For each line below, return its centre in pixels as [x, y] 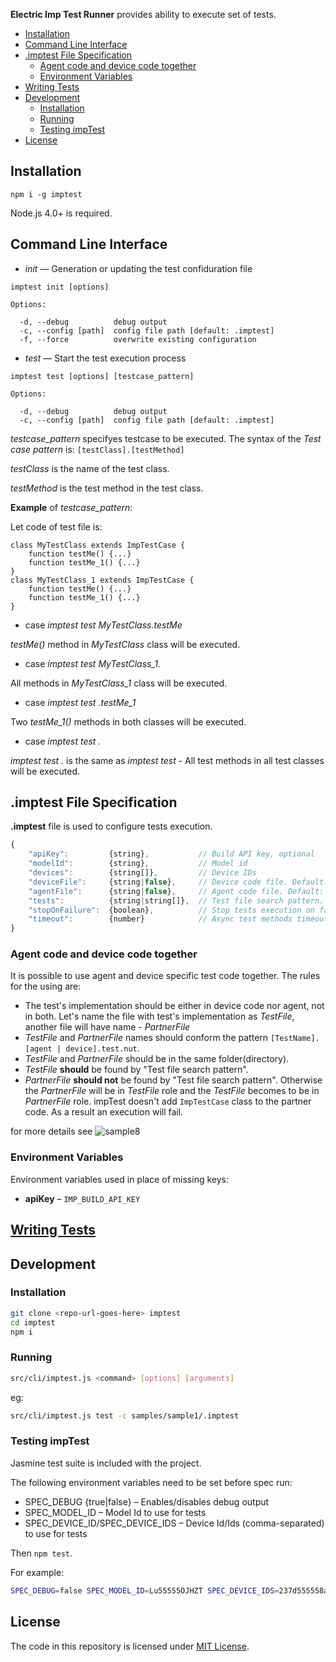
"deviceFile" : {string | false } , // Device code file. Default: [178, 882]
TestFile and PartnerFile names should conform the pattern [146, 1038]
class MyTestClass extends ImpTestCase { [98, 545]
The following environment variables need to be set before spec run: [151, 1482]
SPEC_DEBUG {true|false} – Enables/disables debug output [147, 1501]
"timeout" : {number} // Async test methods [160, 919]
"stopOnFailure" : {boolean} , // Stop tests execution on [171, 910]
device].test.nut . [102, 1048]
